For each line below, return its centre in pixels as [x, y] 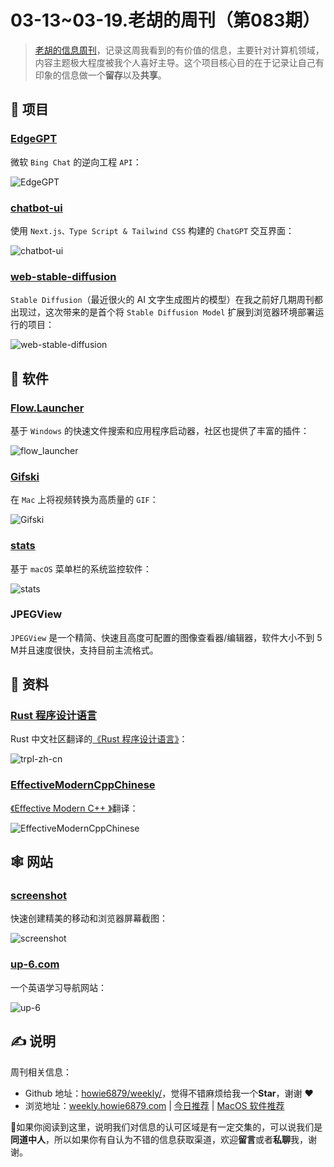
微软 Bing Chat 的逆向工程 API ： [76, 162]
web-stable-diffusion [63, 276]
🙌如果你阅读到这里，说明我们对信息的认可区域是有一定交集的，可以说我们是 [166, 1127]
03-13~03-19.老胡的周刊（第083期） [165, 20]
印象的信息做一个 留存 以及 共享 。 [100, 75]
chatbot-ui [36, 208]
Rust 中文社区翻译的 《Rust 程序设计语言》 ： [99, 739]
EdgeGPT [34, 139]
